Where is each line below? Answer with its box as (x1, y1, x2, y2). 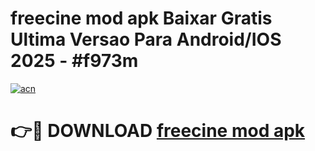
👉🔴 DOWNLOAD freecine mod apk (10, 120, 306, 142)
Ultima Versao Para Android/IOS (10, 28, 282, 51)
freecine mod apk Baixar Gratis (10, 7, 273, 30)
